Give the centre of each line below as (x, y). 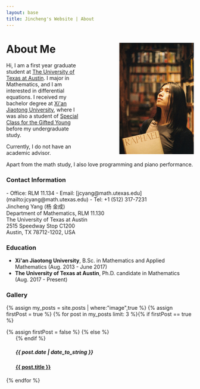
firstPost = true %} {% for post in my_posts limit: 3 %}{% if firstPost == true (99, 314)
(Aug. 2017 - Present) (41, 279)
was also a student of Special (42, 116)
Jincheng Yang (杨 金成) (36, 206)
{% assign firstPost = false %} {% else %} (58, 332)
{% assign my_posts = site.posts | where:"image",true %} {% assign (90, 308)
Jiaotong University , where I (41, 110)
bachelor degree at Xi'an (37, 104)
